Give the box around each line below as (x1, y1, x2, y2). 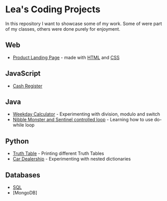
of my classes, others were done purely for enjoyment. (5, 26, 121, 32)
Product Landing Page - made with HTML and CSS (12, 54, 120, 60)
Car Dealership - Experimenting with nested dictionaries (12, 156, 131, 162)
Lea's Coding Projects (5, 4, 101, 15)
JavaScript (5, 69, 41, 78)
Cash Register (12, 83, 42, 89)
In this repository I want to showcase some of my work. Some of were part (5, 20, 162, 27)
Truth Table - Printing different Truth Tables (12, 150, 104, 157)
